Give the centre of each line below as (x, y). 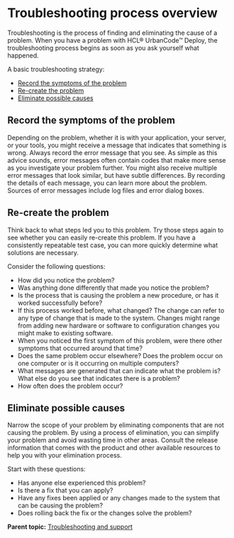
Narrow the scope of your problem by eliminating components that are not (116, 425)
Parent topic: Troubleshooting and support (70, 527)
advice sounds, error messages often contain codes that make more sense (117, 160)
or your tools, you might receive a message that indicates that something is (117, 145)
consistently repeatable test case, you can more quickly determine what (113, 245)
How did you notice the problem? (66, 280)
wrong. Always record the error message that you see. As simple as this (112, 152)
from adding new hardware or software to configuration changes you (118, 326)
